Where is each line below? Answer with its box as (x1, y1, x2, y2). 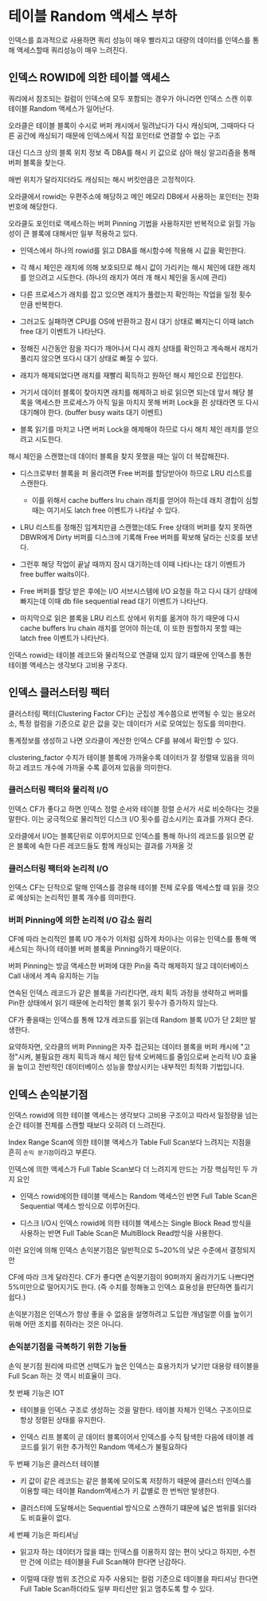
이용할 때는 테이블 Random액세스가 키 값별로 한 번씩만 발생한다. (19, 1486, 219, 1495)
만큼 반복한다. (19, 299, 64, 309)
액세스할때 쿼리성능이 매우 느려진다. (16, 45, 128, 54)
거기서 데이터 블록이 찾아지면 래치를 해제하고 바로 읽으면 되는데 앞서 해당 (19, 387, 245, 396)
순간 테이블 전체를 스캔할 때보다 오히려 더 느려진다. (8, 1121, 166, 1130)
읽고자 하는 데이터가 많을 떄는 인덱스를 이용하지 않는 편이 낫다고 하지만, (19, 1547, 241, 1556)
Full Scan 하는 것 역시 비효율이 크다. (8, 1371, 121, 1380)
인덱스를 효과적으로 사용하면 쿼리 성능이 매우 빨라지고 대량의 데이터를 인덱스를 (8, 35, 251, 45)
